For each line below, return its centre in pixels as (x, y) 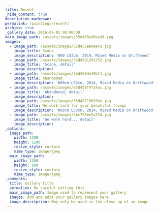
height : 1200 (27, 142)
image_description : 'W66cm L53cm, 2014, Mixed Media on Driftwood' (84, 110)
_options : (15, 128)
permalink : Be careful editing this (47, 188)
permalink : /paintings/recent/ (37, 23)
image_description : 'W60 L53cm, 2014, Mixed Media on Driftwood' (82, 55)
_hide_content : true (26, 14)
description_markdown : (28, 19)
